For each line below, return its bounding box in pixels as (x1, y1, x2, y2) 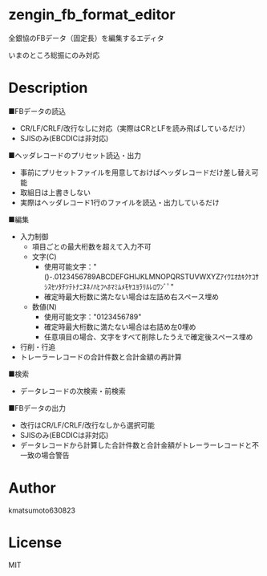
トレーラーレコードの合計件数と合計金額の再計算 (19, 351, 182, 362)
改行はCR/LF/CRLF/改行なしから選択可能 (19, 420, 155, 430)
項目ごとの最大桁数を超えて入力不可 (31, 241, 152, 251)
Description (8, 79, 88, 97)
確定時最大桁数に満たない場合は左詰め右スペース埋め (43, 291, 219, 302)
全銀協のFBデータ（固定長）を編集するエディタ (8, 33, 164, 43)
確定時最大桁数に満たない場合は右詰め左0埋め (43, 322, 196, 331)
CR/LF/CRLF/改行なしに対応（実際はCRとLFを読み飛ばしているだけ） (19, 123, 250, 133)
